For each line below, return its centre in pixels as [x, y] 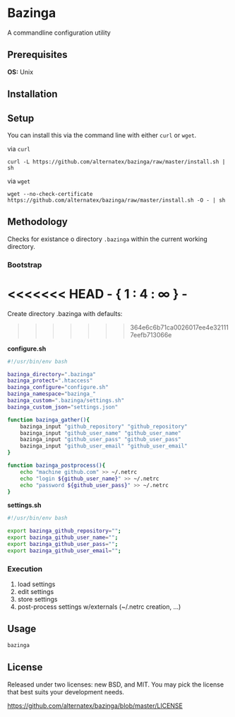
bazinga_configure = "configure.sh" [58, 387]
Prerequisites [37, 55]
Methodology [38, 222]
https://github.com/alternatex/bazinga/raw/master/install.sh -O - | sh [116, 200]
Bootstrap [25, 264]
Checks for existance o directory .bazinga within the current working [108, 239]
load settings [36, 584]
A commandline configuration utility [59, 33]
